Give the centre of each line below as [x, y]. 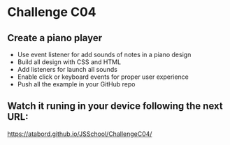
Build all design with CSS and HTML [69, 62]
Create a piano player [55, 38]
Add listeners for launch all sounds [67, 69]
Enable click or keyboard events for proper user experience [103, 77]
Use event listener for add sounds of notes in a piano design [104, 54]
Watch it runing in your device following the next [115, 106]
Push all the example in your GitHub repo [76, 84]
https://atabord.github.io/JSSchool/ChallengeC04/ [80, 134]
